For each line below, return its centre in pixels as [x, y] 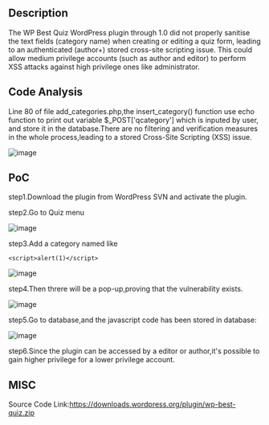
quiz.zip [21, 413]
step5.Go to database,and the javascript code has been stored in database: [132, 320]
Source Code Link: [39, 404]
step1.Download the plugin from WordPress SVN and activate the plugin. [128, 197]
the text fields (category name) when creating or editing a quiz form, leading [134, 41]
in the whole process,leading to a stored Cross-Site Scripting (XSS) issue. [130, 137]
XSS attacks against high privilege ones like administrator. [104, 67]
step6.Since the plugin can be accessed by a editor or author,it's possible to [134, 351]
